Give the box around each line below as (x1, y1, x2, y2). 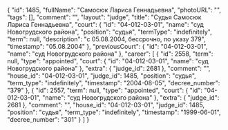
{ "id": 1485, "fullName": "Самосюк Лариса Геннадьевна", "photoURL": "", (7, 6, 221, 14)
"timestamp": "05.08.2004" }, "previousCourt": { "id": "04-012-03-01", (7, 43, 208, 50)
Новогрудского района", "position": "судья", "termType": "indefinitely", (7, 28, 212, 36)
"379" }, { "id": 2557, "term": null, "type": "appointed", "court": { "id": (7, 86, 202, 94)
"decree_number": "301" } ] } (7, 116, 90, 123)
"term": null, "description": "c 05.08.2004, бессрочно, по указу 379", (7, 35, 206, 43)
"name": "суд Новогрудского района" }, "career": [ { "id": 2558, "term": (7, 50, 213, 58)
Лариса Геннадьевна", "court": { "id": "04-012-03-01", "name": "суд (7, 21, 204, 28)
